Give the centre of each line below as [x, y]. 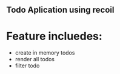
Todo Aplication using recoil [60, 10]
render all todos [35, 59]
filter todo [27, 66]
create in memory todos [45, 53]
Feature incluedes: [55, 36]
